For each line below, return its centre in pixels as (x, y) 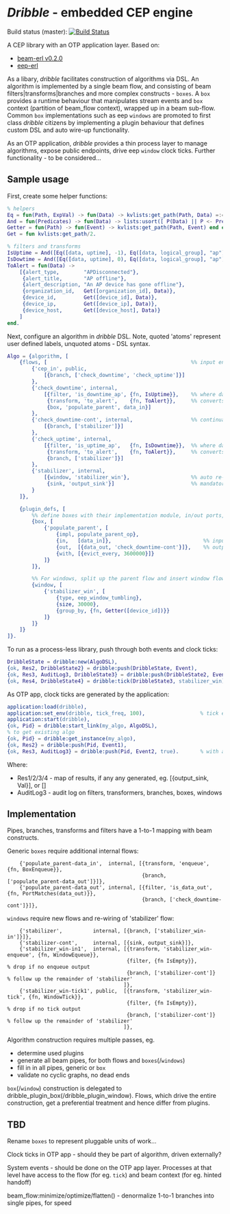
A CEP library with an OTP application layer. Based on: (84, 45)
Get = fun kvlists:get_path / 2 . (52, 234)
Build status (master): (37, 32)
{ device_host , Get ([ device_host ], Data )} (91, 310)
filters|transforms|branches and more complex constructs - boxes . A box (109, 93)
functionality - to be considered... (54, 158)
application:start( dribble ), (49, 720)
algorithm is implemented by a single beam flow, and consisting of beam (109, 86)
